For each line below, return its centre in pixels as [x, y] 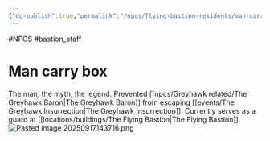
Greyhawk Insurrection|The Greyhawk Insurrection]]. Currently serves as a [132, 110]
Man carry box [58, 71]
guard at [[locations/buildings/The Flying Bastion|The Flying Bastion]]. [125, 119]
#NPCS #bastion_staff [45, 39]
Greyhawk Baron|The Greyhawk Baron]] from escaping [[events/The [122, 102]
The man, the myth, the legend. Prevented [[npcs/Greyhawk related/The [128, 93]
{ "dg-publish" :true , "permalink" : [64, 16]
